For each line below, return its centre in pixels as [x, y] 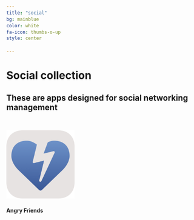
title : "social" [27, 13]
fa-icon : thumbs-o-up [34, 32]
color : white [23, 25]
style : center [24, 38]
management [32, 107]
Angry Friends [25, 210]
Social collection [49, 75]
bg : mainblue [23, 19]
